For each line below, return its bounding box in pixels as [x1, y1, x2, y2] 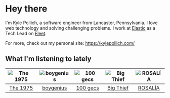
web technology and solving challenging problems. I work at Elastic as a [5, 25, 156, 31]
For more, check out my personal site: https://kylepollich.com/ [5, 40, 135, 46]
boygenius [42, 84, 67, 91]
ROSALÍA [138, 84, 160, 91]
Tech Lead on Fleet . [5, 30, 47, 36]
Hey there [5, 3, 48, 15]
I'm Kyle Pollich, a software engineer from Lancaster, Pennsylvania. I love [5, 20, 158, 26]
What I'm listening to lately [5, 55, 92, 63]
